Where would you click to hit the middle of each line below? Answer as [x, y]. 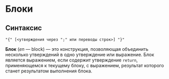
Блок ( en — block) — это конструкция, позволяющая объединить [77, 49]
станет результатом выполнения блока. [49, 71]
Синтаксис [24, 28]
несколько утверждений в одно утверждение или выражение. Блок [80, 55]
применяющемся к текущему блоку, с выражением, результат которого [85, 65]
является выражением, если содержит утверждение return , [72, 60]
